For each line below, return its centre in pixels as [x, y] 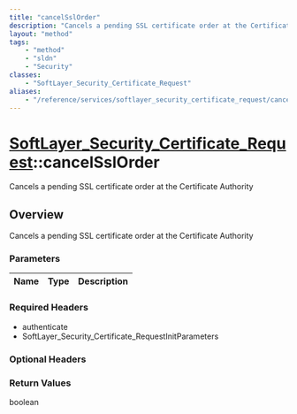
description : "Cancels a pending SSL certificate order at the [128, 26]
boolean [24, 402]
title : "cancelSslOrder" [55, 17]
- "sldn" [41, 58]
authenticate [45, 326]
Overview [37, 215]
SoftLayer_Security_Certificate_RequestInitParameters [120, 336]
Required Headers [49, 308]
